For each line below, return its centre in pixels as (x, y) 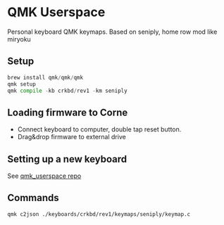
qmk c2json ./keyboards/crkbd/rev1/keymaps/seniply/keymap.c (99, 214)
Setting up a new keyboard (67, 159)
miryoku (19, 39)
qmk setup (22, 84)
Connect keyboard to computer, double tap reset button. (99, 129)
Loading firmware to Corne (68, 112)
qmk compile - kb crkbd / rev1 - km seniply (68, 91)
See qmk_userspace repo (44, 176)
